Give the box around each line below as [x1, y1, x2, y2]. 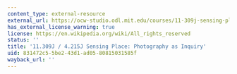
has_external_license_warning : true [7, 23, 115, 30]
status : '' [7, 37, 39, 44]
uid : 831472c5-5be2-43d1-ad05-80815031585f [7, 50, 138, 57]
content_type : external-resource [7, 10, 106, 18]
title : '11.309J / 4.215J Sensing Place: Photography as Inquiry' [7, 43, 207, 50]
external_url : [7, 17, 49, 24]
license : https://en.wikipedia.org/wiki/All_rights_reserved [7, 30, 191, 37]
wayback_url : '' [7, 56, 55, 63]
